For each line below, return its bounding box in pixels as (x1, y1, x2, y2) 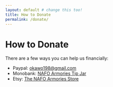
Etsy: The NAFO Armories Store (12, 76, 79, 82)
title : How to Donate (5, 12, 51, 17)
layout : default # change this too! (5, 7, 83, 13)
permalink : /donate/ (5, 17, 49, 22)
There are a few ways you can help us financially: (5, 55, 109, 61)
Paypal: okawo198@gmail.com (12, 65, 77, 71)
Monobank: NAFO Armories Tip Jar (12, 70, 87, 76)
